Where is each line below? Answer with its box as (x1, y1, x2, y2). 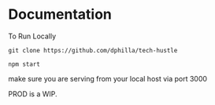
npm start (8, 60, 41, 68)
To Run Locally (8, 31, 57, 41)
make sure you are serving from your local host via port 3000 (8, 74, 207, 83)
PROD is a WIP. (8, 89, 57, 99)
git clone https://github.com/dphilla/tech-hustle (8, 46, 178, 54)
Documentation (8, 5, 113, 24)
